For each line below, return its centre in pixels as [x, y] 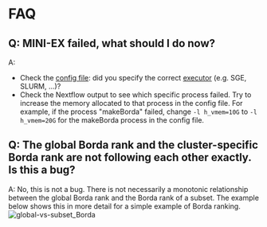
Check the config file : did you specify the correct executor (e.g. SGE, [133, 78]
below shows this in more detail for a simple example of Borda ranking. [124, 206]
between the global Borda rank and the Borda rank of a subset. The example [133, 198]
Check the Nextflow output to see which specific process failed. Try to [135, 95]
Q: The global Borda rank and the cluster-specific [133, 145]
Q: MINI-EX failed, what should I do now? [112, 43]
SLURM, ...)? [40, 86]
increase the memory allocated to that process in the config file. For [131, 103]
